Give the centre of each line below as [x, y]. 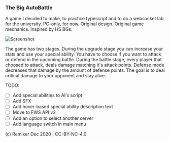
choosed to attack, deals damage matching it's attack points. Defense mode [85, 65]
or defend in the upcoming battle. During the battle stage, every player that [84, 60]
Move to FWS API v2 [34, 112]
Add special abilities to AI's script [47, 96]
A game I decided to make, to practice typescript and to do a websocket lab [84, 19]
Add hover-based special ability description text [63, 107]
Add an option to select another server [53, 118]
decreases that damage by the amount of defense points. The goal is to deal [85, 70]
